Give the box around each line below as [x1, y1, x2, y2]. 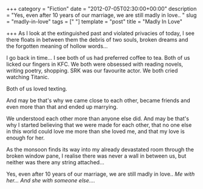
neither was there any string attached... [6, 159, 105, 165]
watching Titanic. [6, 74, 50, 80]
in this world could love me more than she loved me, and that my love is [6, 128, 185, 135]
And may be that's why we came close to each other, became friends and [6, 97, 190, 104]
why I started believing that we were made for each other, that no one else [6, 121, 192, 129]
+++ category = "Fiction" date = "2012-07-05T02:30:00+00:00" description [6, 5, 197, 12]
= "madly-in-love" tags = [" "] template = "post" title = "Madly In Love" [6, 18, 183, 25]
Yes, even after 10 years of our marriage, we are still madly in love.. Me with [6, 170, 195, 178]
